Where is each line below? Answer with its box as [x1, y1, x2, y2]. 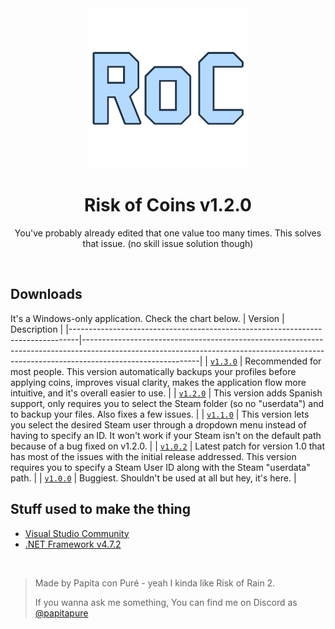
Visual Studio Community [24, 527, 130, 539]
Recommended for [244, 355, 322, 367]
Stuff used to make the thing [10, 501, 191, 518]
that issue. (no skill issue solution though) [82, 237, 254, 249]
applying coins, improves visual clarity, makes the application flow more [10, 376, 307, 388]
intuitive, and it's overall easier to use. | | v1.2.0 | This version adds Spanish [10, 387, 323, 399]
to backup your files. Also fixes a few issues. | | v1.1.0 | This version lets [10, 408, 310, 420]
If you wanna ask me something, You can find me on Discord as [34, 596, 298, 608]
